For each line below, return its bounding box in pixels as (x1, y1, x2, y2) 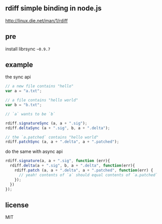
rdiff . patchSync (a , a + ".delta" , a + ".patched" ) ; (5, 139, 119, 144)
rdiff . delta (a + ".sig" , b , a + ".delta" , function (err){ (10, 163, 136, 168)
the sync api (5, 74, 31, 80)
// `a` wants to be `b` (5, 111, 56, 116)
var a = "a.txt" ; (5, 88, 42, 93)
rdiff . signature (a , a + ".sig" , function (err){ (5, 158, 110, 164)
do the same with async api (5, 148, 63, 154)
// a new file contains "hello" (5, 84, 74, 89)
